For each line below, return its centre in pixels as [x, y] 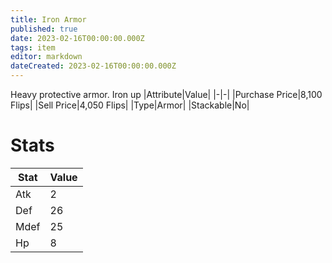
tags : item [33, 47]
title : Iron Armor [48, 19]
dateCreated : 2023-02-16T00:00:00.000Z [93, 66]
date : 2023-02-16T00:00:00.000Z [77, 38]
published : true [44, 29]
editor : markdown [46, 57]
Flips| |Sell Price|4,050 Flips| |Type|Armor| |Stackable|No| [130, 105]
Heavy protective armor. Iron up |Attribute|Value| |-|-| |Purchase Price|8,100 [166, 94]
